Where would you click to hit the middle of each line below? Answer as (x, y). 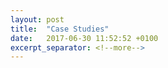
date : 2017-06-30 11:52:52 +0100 (84, 38)
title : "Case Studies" (60, 29)
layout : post (37, 19)
